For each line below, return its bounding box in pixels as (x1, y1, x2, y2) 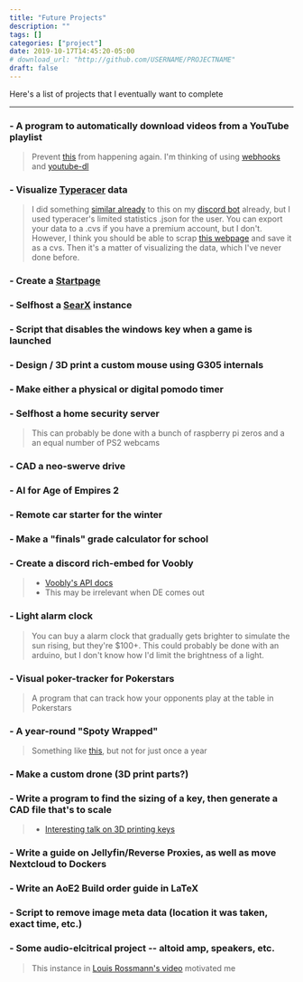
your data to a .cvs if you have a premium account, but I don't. (31, 223, 263, 234)
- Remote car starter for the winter (9, 508, 163, 521)
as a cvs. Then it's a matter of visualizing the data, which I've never (31, 242, 282, 253)
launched (9, 335, 52, 347)
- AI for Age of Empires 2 (9, 485, 120, 497)
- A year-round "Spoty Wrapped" (9, 724, 159, 737)
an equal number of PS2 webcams (31, 438, 161, 449)
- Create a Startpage (9, 275, 101, 288)
